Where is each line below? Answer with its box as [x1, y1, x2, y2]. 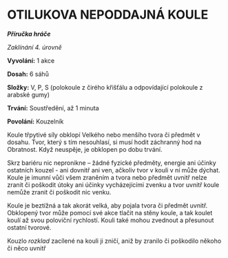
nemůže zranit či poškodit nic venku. [7, 188, 112, 196]
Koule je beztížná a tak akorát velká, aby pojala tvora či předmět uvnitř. [7, 201, 208, 210]
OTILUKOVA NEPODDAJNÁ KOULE [7, 7, 209, 23]
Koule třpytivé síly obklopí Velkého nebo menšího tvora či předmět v [7, 130, 200, 139]
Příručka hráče [7, 30, 51, 38]
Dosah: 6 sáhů [7, 70, 50, 78]
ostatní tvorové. [7, 223, 52, 231]
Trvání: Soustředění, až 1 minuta [7, 103, 100, 112]
